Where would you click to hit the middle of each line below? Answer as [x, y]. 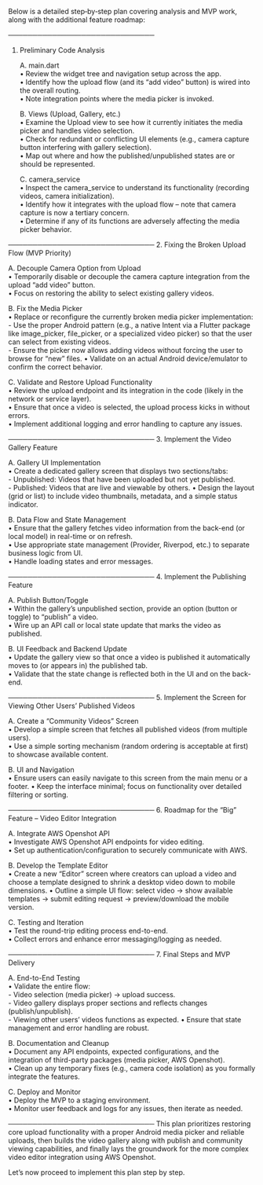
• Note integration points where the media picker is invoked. [117, 99]
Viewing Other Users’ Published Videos [72, 706]
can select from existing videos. [60, 342]
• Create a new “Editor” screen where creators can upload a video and [122, 874]
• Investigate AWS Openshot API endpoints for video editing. [106, 842]
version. [21, 907]
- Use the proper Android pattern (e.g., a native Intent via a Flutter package [130, 325]
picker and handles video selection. [77, 130]
